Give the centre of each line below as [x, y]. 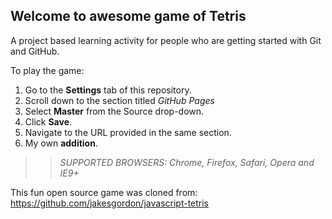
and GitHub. [35, 51]
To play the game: [47, 70]
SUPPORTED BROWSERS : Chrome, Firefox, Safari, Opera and [187, 162]
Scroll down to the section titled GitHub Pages [119, 100]
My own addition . [61, 143]
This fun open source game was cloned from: [104, 192]
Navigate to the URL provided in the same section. [128, 132]
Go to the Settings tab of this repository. [108, 90]
